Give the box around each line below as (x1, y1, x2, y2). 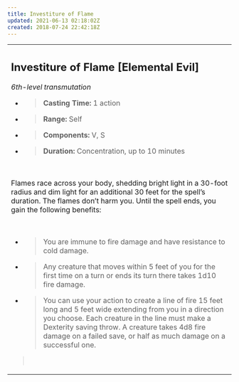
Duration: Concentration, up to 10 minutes (43, 146, 185, 156)
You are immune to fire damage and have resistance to (43, 236, 225, 246)
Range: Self (43, 114, 83, 124)
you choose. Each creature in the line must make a (43, 313, 211, 323)
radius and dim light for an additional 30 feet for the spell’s (11, 186, 206, 196)
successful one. (43, 339, 97, 349)
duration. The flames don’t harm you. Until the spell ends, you (11, 196, 217, 206)
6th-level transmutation (11, 82, 91, 92)
